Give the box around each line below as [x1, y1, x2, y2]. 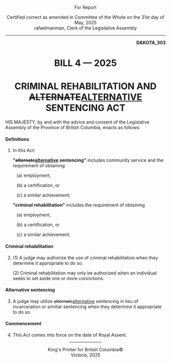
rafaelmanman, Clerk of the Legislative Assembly [34, 25, 137, 31]
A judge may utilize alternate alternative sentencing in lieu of [12, 298, 138, 304]
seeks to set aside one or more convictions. [12, 275, 104, 281]
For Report [74, 5, 97, 10]
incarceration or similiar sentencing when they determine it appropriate [12, 304, 162, 310]
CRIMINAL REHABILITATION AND [14, 81, 157, 92]
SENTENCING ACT [45, 102, 126, 114]
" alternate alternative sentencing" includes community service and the [12, 157, 164, 163]
